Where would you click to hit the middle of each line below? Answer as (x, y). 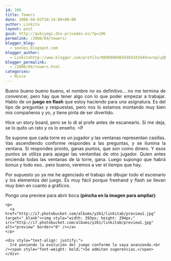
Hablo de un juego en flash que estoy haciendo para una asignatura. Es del (85, 101)
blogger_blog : (20, 43)
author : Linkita (22, 24)
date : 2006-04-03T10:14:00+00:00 (41, 19)
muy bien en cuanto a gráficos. (38, 185)
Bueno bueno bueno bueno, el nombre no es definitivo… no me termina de (85, 91)
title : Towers (20, 15)
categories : (18, 72)
